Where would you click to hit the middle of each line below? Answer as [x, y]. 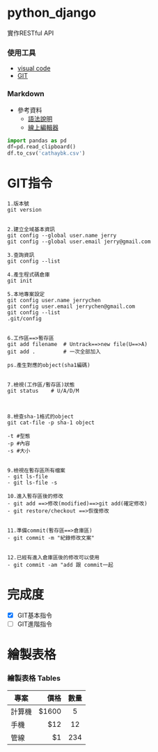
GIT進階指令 [35, 624]
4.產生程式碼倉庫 [29, 275]
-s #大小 [19, 451]
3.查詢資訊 [21, 256]
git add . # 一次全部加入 [54, 352]
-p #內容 [19, 444]
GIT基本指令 [35, 616]
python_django [52, 13]
